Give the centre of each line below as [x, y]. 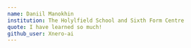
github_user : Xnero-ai [41, 34]
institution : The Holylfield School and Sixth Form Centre [96, 20]
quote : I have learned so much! [55, 27]
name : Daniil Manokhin [41, 14]
